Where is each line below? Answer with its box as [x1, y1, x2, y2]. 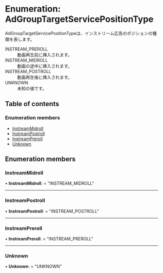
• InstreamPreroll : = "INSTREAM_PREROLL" [5, 236, 94, 241]
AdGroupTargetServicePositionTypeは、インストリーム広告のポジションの [5, 30, 153, 36]
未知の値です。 [17, 85, 47, 91]
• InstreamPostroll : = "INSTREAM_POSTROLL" [5, 208, 99, 214]
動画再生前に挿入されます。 [17, 52, 72, 58]
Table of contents [5, 100, 59, 108]
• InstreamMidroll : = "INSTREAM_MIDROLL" [5, 180, 95, 186]
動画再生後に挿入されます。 [17, 74, 72, 80]
